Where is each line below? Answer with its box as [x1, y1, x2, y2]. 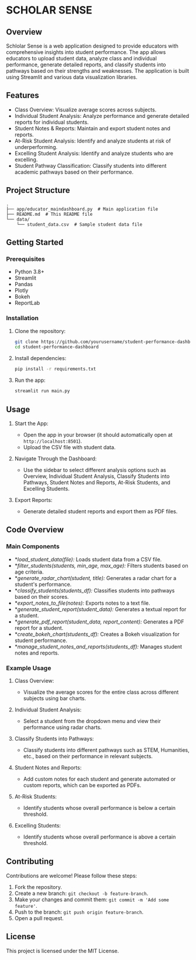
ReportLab [14, 300, 40, 307]
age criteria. [14, 568, 44, 575]
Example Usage [6, 664, 51, 672]
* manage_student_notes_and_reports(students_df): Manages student [14, 643, 183, 650]
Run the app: [14, 376, 46, 384]
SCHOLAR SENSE [6, 4, 92, 17]
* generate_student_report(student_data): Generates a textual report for [14, 605, 187, 613]
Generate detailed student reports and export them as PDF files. [23, 508, 178, 515]
